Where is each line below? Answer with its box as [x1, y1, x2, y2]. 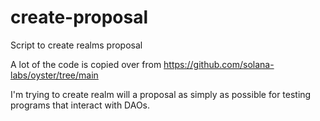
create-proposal [10, 6, 149, 29]
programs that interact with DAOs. [10, 99, 151, 111]
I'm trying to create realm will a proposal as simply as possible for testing [10, 88, 312, 100]
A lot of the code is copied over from [10, 58, 162, 70]
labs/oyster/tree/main [10, 69, 99, 81]
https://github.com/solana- [163, 58, 275, 70]
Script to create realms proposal [10, 39, 143, 51]
